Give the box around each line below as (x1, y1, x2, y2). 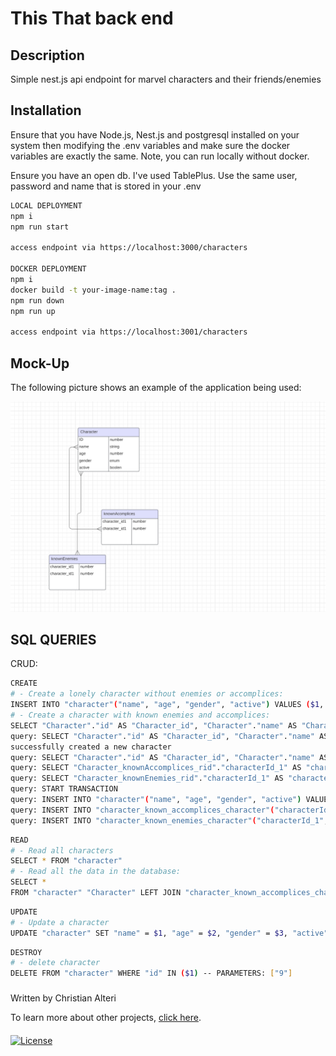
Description (10, 47, 85, 64)
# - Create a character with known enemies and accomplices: (10, 710, 271, 721)
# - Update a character (10, 917, 110, 927)
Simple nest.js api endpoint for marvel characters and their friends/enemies (10, 73, 322, 85)
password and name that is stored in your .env (10, 180, 202, 192)
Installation (10, 102, 82, 119)
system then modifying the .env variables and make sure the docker (10, 139, 291, 151)
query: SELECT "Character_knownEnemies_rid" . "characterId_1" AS (10, 773, 284, 784)
